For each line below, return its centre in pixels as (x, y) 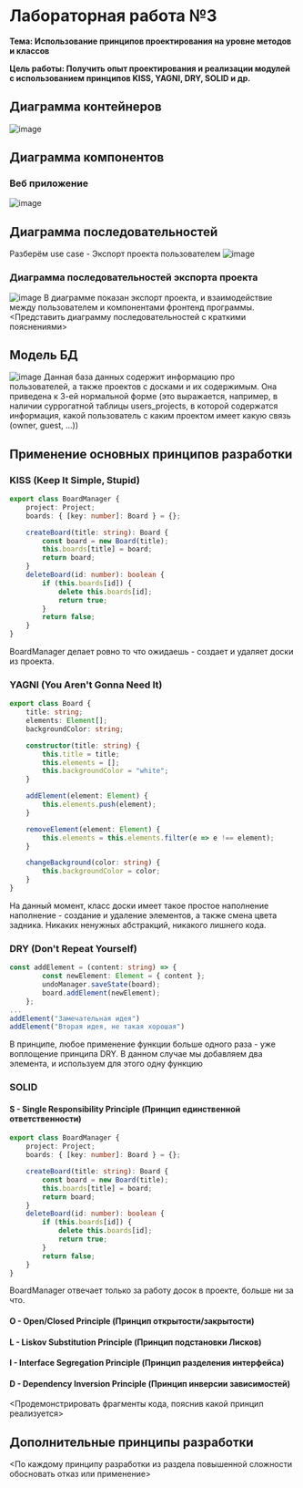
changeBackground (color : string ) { (93, 863)
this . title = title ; (81, 754)
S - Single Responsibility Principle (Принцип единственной (125, 1109)
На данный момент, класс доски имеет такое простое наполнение (139, 905)
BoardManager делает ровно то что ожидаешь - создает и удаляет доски (151, 652)
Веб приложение (49, 183)
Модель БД (44, 355)
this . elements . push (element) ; (99, 805)
